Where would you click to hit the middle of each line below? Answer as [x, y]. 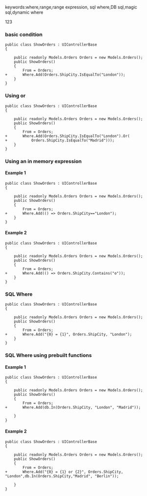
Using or [15, 96]
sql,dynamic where [24, 12]
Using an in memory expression [43, 161]
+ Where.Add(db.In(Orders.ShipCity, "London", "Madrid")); [73, 408]
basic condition [24, 34]
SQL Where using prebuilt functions [48, 356]
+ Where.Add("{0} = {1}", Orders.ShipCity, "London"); [69, 334]
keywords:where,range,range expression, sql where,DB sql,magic [71, 7]
